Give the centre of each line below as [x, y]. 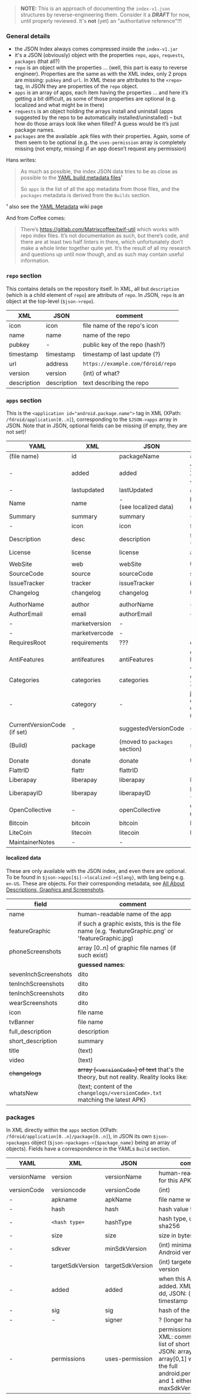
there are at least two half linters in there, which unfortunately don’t [102, 242]
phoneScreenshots [35, 952]
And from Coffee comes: [36, 218]
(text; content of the [105, 1087]
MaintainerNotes [32, 842]
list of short [174, 1344]
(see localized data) [147, 507]
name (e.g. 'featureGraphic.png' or [125, 931]
